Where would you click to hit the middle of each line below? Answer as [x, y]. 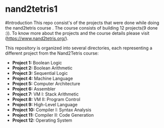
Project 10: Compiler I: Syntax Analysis [52, 110]
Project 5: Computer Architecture [46, 83]
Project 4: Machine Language [42, 78]
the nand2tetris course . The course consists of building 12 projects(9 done [82, 28]
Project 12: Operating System [42, 120]
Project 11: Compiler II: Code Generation [53, 115]
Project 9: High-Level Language [45, 104]
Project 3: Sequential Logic [40, 73]
